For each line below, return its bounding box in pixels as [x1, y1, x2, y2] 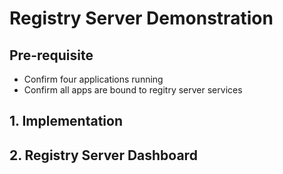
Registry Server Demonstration [9, 7, 274, 30]
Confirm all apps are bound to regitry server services [23, 84, 243, 96]
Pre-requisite [9, 47, 94, 64]
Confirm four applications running [23, 73, 164, 85]
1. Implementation [9, 113, 123, 130]
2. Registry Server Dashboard [9, 147, 198, 164]
